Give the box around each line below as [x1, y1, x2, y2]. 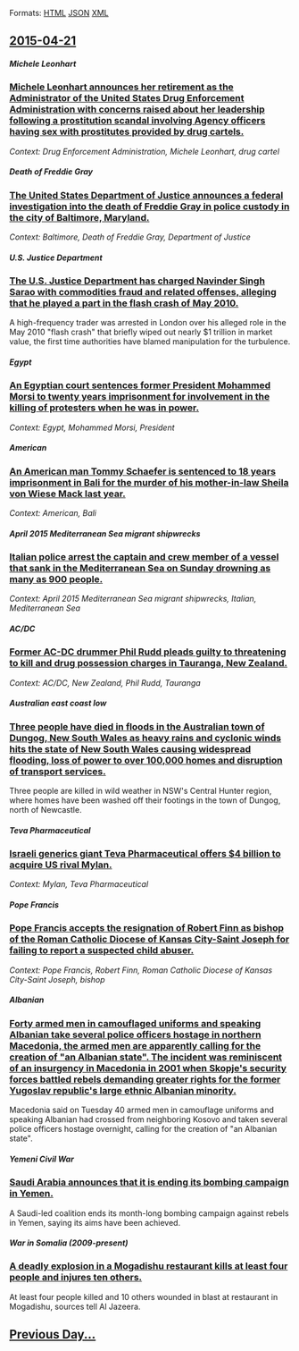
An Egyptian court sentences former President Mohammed [9, 379, 271, 392]
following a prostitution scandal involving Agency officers [9, 114, 266, 127]
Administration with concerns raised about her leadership [9, 103, 265, 115]
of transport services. [9, 764, 106, 777]
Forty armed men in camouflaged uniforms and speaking [9, 1017, 262, 1029]
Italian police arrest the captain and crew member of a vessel [9, 551, 279, 563]
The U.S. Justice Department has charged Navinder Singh [9, 274, 266, 287]
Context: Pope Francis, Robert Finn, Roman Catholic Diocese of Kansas [9, 965, 273, 975]
